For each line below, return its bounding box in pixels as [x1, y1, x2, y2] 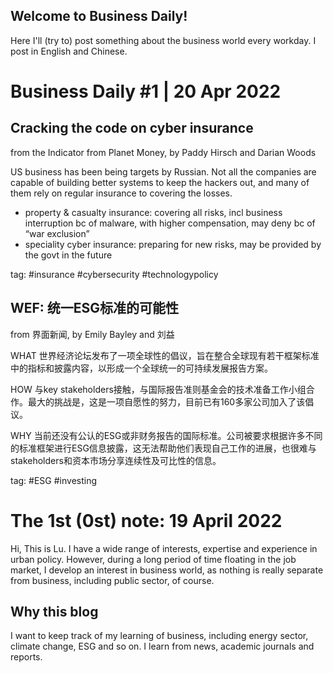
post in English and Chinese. [10, 45, 128, 57]
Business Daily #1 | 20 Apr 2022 [10, 80, 282, 103]
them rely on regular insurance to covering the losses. [10, 187, 233, 199]
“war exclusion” [24, 227, 90, 239]
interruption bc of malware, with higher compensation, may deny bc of [24, 217, 316, 229]
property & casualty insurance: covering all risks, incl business [24, 206, 283, 218]
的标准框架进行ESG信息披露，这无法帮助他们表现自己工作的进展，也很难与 [10, 442, 317, 454]
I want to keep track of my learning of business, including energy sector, [10, 630, 309, 642]
